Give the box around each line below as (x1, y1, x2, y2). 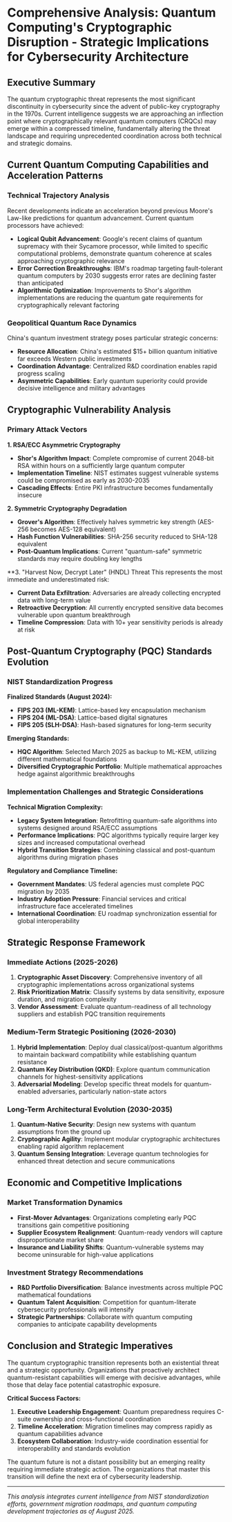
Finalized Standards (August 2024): (7, 692, 113, 701)
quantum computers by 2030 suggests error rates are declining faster (17, 271, 217, 280)
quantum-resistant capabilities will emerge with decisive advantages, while (7, 1373, 221, 1381)
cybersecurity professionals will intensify (17, 1305, 135, 1314)
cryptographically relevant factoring (17, 301, 119, 309)
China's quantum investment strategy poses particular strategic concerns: (7, 334, 219, 342)
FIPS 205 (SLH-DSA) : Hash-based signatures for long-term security (17, 721, 212, 729)
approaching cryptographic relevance (17, 256, 125, 265)
